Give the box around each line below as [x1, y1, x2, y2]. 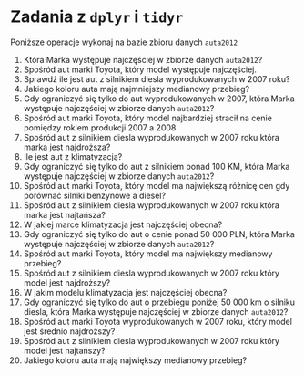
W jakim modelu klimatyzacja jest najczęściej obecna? [23, 286, 228, 297]
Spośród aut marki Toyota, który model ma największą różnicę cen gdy [23, 180, 290, 191]
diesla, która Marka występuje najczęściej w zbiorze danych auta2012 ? [23, 306, 289, 317]
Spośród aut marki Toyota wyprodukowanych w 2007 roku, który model [23, 316, 292, 327]
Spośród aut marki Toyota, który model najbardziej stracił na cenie [23, 112, 272, 123]
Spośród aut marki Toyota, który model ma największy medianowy [23, 248, 273, 259]
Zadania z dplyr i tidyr [10, 6, 184, 27]
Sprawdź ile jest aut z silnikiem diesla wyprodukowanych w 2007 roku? [23, 73, 290, 84]
